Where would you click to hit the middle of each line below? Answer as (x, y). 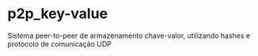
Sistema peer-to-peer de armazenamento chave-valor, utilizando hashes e (129, 35)
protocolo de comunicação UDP (60, 43)
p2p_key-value (58, 14)
